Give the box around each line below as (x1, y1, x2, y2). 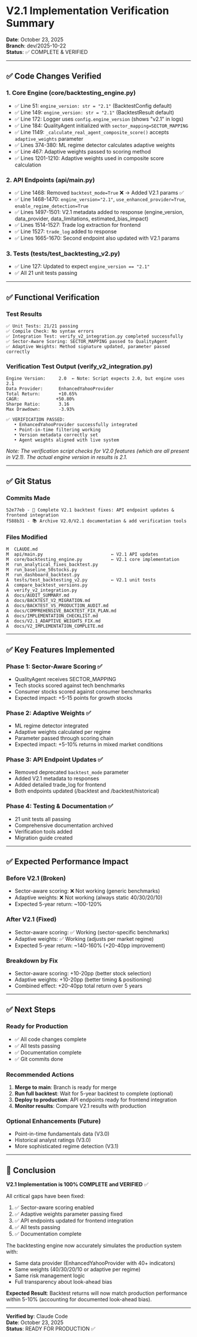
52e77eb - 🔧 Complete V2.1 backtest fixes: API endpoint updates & (6, 507, 175, 513)
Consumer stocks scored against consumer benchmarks (14, 688, 152, 695)
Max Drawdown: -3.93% (6, 406, 75, 413)
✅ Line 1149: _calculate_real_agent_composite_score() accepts (14, 128, 169, 135)
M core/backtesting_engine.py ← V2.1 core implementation (6, 557, 180, 563)
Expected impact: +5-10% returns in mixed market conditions (14, 741, 163, 748)
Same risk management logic (14, 1272, 85, 1279)
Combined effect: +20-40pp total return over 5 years (14, 982, 142, 989)
